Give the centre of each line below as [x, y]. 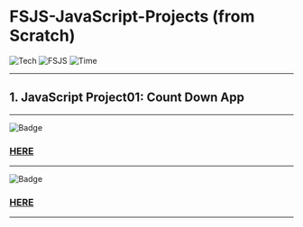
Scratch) [42, 36]
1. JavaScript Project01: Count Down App [127, 98]
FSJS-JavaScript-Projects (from [132, 17]
